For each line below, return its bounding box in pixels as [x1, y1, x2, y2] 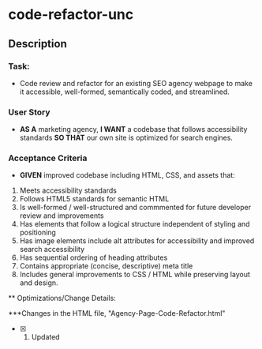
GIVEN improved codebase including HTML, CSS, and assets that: [19, 171, 235, 180]
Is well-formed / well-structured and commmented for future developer [19, 203, 251, 212]
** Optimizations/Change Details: [8, 294, 116, 303]
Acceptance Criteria [8, 152, 88, 163]
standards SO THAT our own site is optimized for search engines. [19, 133, 233, 143]
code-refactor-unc [8, 6, 134, 24]
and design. [19, 278, 58, 287]
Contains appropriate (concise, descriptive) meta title [19, 261, 193, 271]
